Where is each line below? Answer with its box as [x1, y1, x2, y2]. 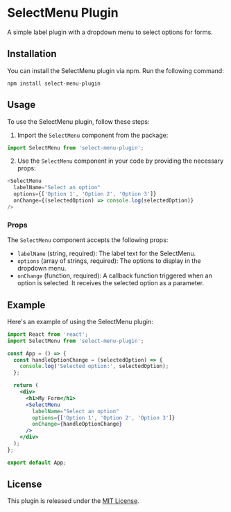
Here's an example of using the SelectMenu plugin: [7, 317, 154, 326]
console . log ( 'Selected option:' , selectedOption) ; [19, 363, 169, 370]
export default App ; [7, 459, 67, 466]
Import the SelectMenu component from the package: [17, 131, 169, 139]
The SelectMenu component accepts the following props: [7, 236, 169, 244]
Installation [7, 48, 57, 60]
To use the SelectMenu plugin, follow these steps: [7, 117, 151, 126]
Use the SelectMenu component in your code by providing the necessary [17, 157, 224, 165]
